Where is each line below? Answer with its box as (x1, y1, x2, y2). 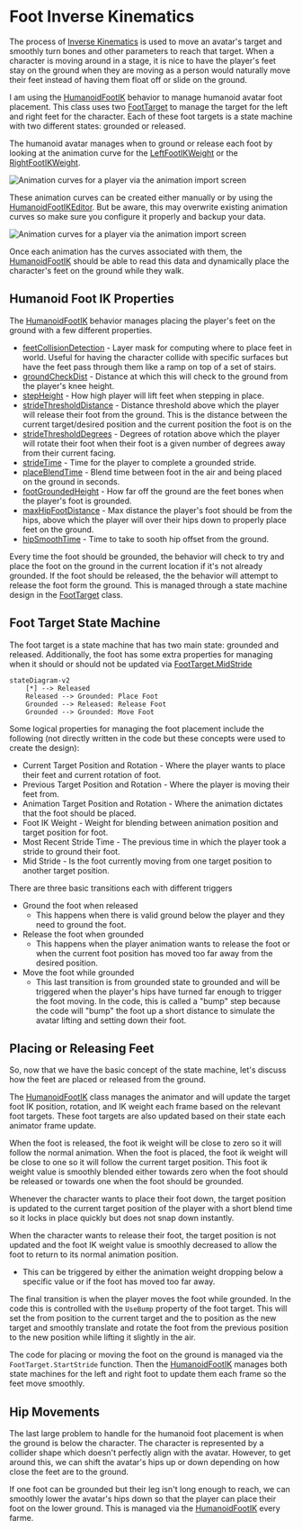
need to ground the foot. (35, 919, 127, 929)
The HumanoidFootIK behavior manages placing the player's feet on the (9, 315, 276, 326)
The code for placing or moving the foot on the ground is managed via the (9, 1349, 283, 1361)
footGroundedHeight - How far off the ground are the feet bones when (22, 485, 285, 496)
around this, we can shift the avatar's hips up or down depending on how (9, 1457, 280, 1468)
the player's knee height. (22, 380, 115, 391)
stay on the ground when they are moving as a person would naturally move (9, 65, 290, 76)
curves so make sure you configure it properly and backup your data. (9, 211, 266, 222)
